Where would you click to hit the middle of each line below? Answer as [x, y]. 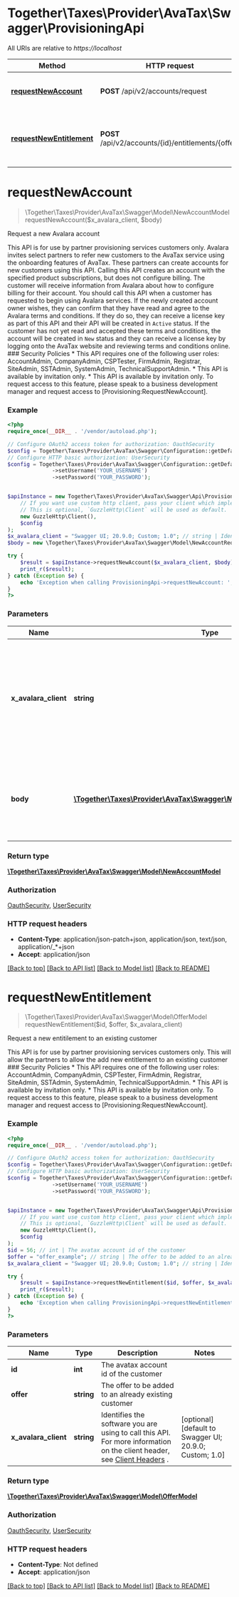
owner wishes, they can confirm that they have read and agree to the [108, 308]
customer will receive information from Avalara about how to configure [111, 285]
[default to [198, 1429]
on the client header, [135, 1451]
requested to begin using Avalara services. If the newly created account [113, 300]
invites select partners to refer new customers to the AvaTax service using [116, 255]
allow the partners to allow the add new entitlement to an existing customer [118, 1060]
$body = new [25, 543]
